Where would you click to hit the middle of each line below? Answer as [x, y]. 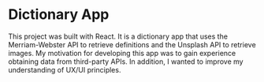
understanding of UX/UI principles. [65, 69]
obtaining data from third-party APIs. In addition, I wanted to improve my [126, 61]
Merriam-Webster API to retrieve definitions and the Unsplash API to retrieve [132, 44]
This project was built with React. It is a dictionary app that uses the [118, 36]
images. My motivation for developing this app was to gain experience [122, 53]
